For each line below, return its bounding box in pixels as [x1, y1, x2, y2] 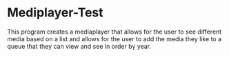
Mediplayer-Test [7, 5, 103, 21]
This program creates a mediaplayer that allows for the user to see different [7, 27, 222, 36]
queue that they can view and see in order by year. [7, 42, 152, 50]
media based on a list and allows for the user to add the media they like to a [7, 34, 222, 43]
